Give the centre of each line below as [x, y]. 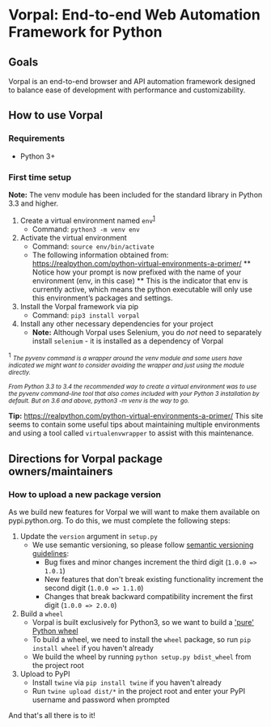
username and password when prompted [101, 699]
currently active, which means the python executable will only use [142, 289]
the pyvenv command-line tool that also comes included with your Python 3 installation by [134, 394]
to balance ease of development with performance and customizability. [127, 90]
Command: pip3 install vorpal [86, 315]
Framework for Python [85, 32]
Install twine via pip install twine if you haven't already [127, 682]
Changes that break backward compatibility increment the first [148, 596]
